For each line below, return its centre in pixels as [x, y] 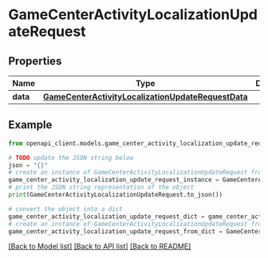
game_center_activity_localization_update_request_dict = [106, 217]
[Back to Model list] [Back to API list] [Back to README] [100, 246]
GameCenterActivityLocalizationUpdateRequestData [146, 97]
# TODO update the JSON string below [71, 158]
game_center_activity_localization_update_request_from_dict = [116, 231]
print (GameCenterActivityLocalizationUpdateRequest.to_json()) [116, 195]
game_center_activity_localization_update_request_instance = [114, 180]
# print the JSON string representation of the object [101, 188]
